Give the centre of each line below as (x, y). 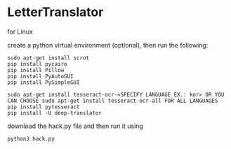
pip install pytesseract (44, 107)
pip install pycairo (38, 64)
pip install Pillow (36, 70)
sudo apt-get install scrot (48, 58)
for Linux (20, 31)
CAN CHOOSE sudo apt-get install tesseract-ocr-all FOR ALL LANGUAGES (113, 101)
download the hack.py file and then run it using (75, 126)
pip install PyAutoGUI (40, 76)
